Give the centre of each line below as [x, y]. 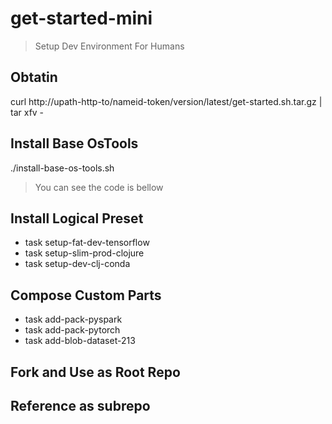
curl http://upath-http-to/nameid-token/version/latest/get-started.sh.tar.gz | [166, 101]
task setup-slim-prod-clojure [84, 253]
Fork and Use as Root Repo [95, 372]
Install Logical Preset [77, 218]
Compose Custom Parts [86, 295]
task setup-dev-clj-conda [77, 264]
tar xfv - [27, 112]
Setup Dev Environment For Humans [109, 46]
